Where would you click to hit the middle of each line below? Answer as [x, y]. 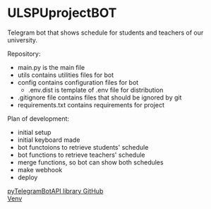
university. [22, 40]
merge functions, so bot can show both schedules [90, 162]
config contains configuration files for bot [78, 82]
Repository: [24, 54]
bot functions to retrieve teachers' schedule [81, 155]
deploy [28, 177]
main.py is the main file [51, 67]
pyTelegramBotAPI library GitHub [55, 191]
